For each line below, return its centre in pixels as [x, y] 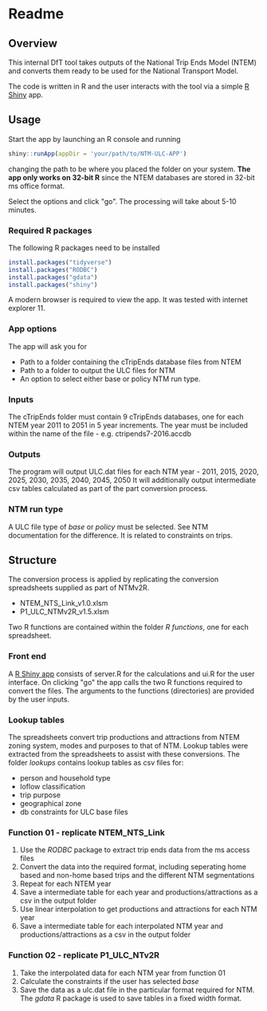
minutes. [23, 210]
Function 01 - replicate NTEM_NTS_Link [86, 832]
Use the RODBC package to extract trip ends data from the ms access [135, 850]
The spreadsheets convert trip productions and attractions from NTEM [124, 738]
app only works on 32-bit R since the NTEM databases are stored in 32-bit [132, 177]
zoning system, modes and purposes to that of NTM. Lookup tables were [128, 745]
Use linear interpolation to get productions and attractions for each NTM [138, 909]
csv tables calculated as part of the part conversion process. [108, 489]
